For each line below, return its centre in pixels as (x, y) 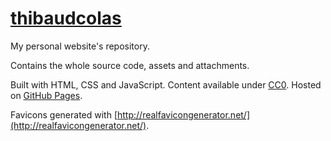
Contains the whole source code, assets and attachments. (130, 65)
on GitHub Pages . (46, 95)
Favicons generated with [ (64, 114)
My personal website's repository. (80, 46)
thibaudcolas (66, 18)
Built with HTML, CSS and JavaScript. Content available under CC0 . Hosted (166, 84)
